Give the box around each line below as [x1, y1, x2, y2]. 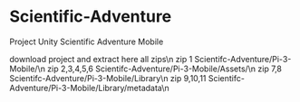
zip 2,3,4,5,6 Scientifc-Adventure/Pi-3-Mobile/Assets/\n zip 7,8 [46, 63, 283, 74]
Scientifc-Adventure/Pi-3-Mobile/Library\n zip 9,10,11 [9, 72, 207, 83]
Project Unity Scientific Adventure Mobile [9, 36, 164, 47]
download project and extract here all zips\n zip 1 [9, 53, 193, 64]
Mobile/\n [9, 63, 45, 74]
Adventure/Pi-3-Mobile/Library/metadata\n [9, 82, 169, 93]
